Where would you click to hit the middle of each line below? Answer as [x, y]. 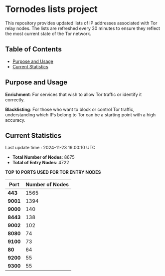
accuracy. [15, 120]
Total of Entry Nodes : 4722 [41, 163]
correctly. [15, 100]
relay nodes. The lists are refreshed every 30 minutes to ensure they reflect [83, 28]
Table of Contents [34, 49]
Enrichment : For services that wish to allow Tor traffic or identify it [74, 94]
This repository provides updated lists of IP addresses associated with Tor [81, 23]
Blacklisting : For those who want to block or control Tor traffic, [70, 109]
